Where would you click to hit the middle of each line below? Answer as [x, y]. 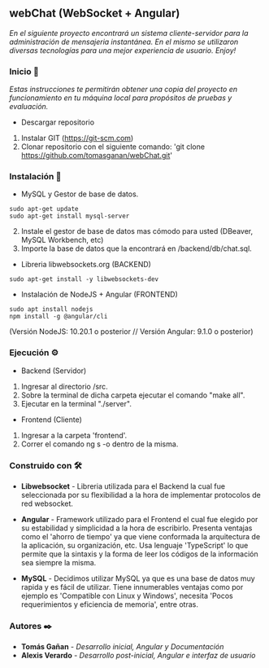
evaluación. [29, 107]
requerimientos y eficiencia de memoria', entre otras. [109, 604]
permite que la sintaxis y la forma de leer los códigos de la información [139, 554]
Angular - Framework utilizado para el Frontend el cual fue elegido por [139, 519]
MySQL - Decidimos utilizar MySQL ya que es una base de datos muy [138, 578]
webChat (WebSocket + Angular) [95, 13]
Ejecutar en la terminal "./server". [76, 403]
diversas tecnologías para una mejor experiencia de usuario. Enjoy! [123, 50]
